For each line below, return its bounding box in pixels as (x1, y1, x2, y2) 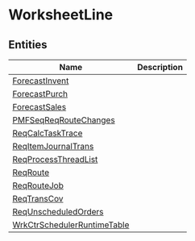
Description (136, 62, 184, 73)
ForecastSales (12, 102, 67, 112)
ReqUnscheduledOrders (12, 206, 104, 217)
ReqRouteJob (12, 180, 64, 191)
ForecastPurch (12, 89, 68, 99)
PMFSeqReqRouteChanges (12, 114, 115, 126)
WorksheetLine (8, 6, 114, 24)
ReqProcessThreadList (12, 154, 98, 164)
